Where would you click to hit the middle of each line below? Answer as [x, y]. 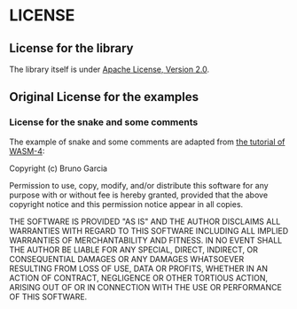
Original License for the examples [104, 97]
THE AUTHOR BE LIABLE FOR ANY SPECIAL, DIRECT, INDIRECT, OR [134, 250]
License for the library [71, 48]
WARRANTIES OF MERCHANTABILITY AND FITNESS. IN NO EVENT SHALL [146, 240]
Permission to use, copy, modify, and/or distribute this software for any [139, 185]
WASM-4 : [27, 151]
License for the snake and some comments [104, 122]
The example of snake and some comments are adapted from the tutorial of [147, 142]
